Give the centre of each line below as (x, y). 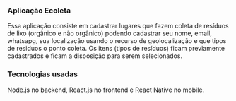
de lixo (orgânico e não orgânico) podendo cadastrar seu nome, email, (110, 33)
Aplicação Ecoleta (39, 11)
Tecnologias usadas (42, 74)
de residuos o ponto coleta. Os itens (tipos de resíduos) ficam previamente (116, 49)
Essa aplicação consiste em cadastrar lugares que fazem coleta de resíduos (118, 26)
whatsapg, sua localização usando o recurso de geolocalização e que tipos (117, 41)
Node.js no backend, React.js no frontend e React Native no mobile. (106, 90)
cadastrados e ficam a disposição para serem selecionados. (95, 56)
